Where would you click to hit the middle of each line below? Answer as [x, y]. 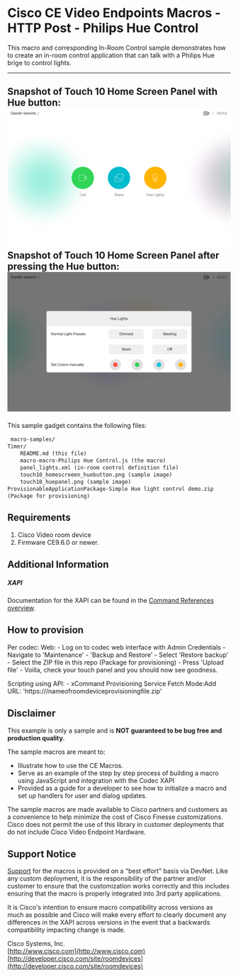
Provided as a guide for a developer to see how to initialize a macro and [122, 788]
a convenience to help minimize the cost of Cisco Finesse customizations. [115, 817]
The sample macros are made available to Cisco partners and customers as [118, 809]
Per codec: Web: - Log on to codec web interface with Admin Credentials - [117, 647]
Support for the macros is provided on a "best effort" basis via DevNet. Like [118, 871]
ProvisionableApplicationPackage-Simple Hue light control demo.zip [110, 489]
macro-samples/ [33, 439]
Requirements [39, 518]
